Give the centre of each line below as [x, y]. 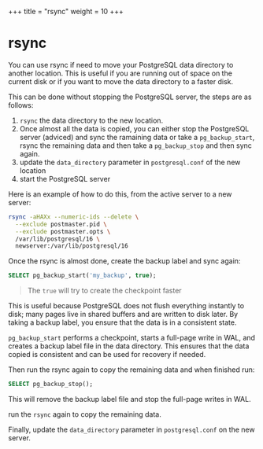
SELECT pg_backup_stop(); [50, 385]
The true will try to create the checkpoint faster [105, 291]
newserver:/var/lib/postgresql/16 [72, 246]
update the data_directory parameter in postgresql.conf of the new [130, 162]
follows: [21, 105]
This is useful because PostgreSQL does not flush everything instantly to [126, 306]
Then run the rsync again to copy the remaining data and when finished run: [131, 370]
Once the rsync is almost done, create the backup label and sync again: [124, 261]
